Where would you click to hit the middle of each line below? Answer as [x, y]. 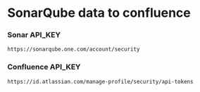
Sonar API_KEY [34, 35]
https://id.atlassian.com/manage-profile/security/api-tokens [100, 81]
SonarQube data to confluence [99, 13]
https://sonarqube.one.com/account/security [74, 50]
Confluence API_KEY [44, 67]
